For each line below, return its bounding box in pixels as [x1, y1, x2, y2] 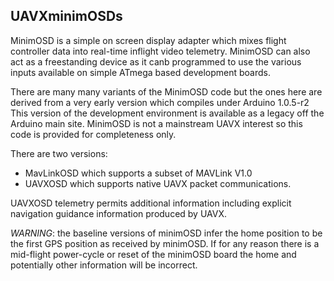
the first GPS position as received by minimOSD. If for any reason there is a [10, 237, 320, 249]
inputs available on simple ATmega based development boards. [10, 66, 271, 78]
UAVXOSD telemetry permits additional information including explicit [10, 197, 292, 209]
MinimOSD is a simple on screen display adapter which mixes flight [10, 34, 287, 46]
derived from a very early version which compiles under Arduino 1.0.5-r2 [10, 96, 310, 108]
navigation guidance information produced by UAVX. [10, 207, 228, 219]
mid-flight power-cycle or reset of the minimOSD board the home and [10, 248, 297, 260]
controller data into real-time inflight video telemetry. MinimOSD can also [10, 45, 311, 57]
